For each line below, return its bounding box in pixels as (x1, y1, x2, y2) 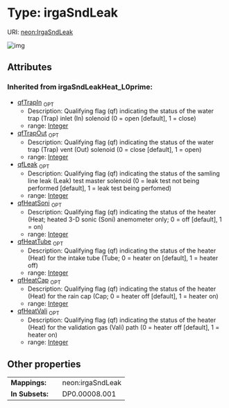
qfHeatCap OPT (17, 275, 61, 286)
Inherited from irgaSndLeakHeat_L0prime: (7, 82, 153, 92)
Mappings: (10, 378, 47, 388)
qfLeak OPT (17, 160, 50, 171)
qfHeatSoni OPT (17, 199, 62, 209)
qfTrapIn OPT (17, 98, 54, 108)
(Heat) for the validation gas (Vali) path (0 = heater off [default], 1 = (27, 323, 220, 332)
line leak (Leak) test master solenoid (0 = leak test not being (27, 177, 200, 185)
